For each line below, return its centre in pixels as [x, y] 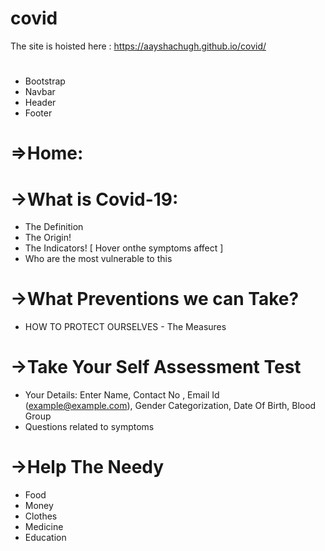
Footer [38, 113]
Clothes [41, 516]
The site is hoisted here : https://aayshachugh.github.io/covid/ [138, 46]
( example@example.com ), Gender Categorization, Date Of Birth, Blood [170, 406]
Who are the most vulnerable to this [98, 259]
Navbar [40, 92]
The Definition [54, 227]
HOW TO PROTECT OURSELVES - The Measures [125, 327]
